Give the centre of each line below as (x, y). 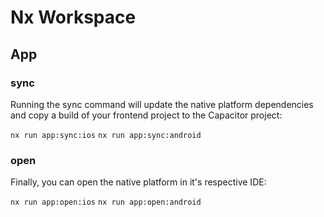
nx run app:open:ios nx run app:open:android (106, 202)
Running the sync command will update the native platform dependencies (162, 104)
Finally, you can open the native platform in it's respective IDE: (138, 182)
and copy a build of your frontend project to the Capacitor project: (146, 115)
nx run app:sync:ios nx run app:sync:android (106, 135)
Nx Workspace (73, 17)
